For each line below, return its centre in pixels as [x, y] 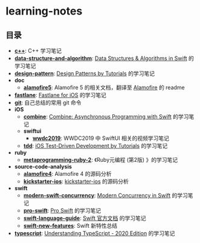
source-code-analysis [43, 167]
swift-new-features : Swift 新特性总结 [70, 226]
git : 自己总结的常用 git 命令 [48, 102]
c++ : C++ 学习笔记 [38, 51]
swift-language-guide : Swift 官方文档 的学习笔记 [85, 218]
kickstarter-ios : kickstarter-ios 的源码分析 [76, 181]
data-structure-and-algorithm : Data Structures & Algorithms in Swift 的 [104, 58]
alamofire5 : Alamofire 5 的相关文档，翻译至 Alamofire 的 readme [104, 87]
